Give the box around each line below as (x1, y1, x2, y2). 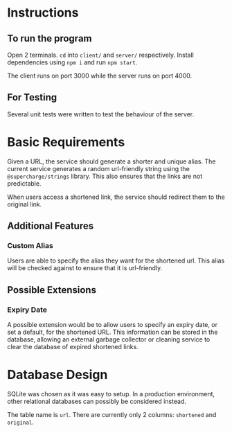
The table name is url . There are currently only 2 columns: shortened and (7, 411, 217, 419)
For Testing (7, 91, 57, 103)
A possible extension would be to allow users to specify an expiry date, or (7, 321, 218, 329)
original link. (7, 200, 42, 209)
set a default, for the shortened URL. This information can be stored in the (7, 328, 218, 337)
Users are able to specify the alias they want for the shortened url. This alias (7, 256, 225, 265)
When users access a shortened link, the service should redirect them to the (7, 193, 225, 201)
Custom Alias (7, 241, 53, 251)
